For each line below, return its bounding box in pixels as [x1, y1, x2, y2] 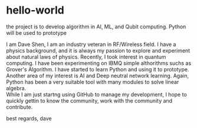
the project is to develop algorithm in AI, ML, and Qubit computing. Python [6, 23, 186, 30]
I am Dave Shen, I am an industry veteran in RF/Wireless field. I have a [6, 41, 176, 48]
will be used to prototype [6, 29, 67, 36]
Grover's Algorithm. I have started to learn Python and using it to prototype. [6, 65, 189, 73]
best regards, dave [6, 114, 52, 122]
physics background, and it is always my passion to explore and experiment [6, 47, 191, 54]
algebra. [6, 84, 27, 91]
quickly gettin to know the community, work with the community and [6, 97, 173, 104]
